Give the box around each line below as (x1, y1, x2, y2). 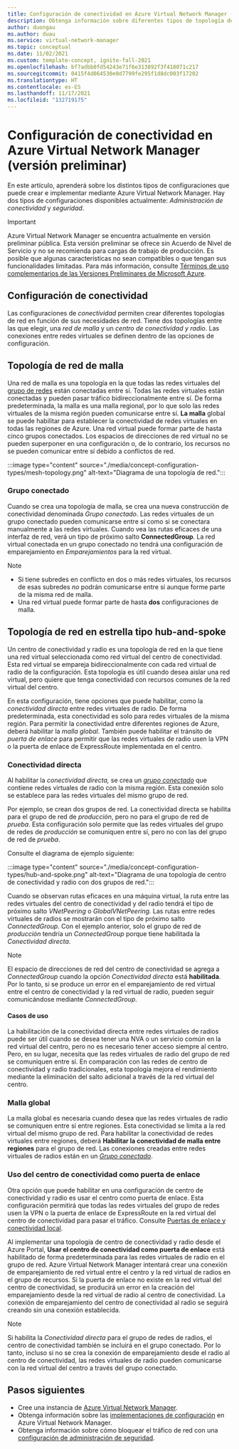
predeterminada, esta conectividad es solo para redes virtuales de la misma (7, 712, 230, 720)
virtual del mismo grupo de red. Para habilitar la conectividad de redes (7, 1129, 213, 1138)
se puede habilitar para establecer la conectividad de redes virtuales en (7, 416, 218, 425)
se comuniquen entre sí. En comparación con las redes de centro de (7, 1057, 208, 1066)
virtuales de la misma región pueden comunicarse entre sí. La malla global (7, 409, 225, 417)
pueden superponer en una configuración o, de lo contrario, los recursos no (7, 439, 230, 447)
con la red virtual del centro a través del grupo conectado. (7, 1364, 178, 1372)
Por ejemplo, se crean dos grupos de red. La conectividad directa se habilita (7, 804, 231, 813)
